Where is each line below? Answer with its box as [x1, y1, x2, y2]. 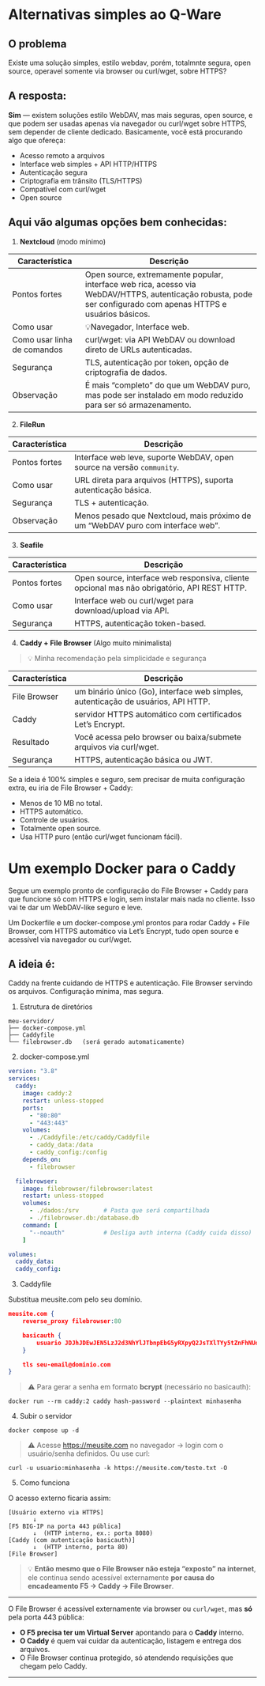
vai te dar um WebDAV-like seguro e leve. [8, 902, 144, 912]
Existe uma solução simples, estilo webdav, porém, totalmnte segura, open [8, 58, 251, 67]
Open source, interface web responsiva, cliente [74, 572, 250, 583]
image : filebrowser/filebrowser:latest [22, 1185, 154, 1193]
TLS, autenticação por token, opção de [85, 357, 230, 368]
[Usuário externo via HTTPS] [8, 1509, 104, 1517]
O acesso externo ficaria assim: [8, 1493, 111, 1503]
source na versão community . [74, 461, 180, 472]
